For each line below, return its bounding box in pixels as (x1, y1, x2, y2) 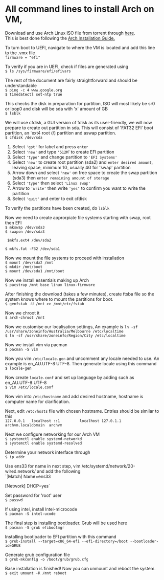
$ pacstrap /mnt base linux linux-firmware (5, 282, 95, 287)
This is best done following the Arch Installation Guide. (5, 35, 115, 41)
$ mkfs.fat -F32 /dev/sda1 (5, 246, 60, 251)
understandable (5, 82, 37, 89)
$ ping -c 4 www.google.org (5, 88, 63, 92)
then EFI (5, 220, 22, 225)
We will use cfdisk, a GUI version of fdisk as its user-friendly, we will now (5, 119, 153, 125)
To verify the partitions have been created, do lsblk (5, 205, 110, 211)
